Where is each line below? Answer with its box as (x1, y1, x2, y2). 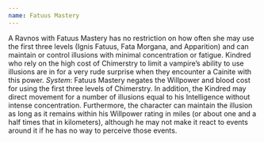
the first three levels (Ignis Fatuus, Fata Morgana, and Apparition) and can (8, 41, 250, 51)
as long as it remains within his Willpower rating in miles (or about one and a (8, 108, 257, 119)
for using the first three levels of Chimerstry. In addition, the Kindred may (8, 84, 247, 93)
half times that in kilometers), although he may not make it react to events (8, 117, 248, 126)
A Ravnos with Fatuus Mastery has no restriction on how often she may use (8, 33, 255, 43)
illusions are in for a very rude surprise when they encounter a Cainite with (8, 66, 252, 76)
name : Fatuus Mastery (8, 11, 80, 20)
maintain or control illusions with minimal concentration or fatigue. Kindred (8, 50, 251, 59)
